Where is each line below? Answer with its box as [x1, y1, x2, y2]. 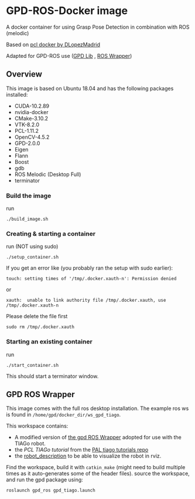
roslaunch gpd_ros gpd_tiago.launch [6, 487, 95, 494]
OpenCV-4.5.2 [14, 133, 50, 140]
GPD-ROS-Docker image [6, 4, 128, 18]
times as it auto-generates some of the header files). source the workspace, [6, 470, 190, 477]
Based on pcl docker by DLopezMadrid [6, 41, 101, 48]
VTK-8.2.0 [14, 121, 40, 128]
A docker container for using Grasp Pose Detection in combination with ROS [6, 23, 190, 30]
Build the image [6, 191, 52, 199]
